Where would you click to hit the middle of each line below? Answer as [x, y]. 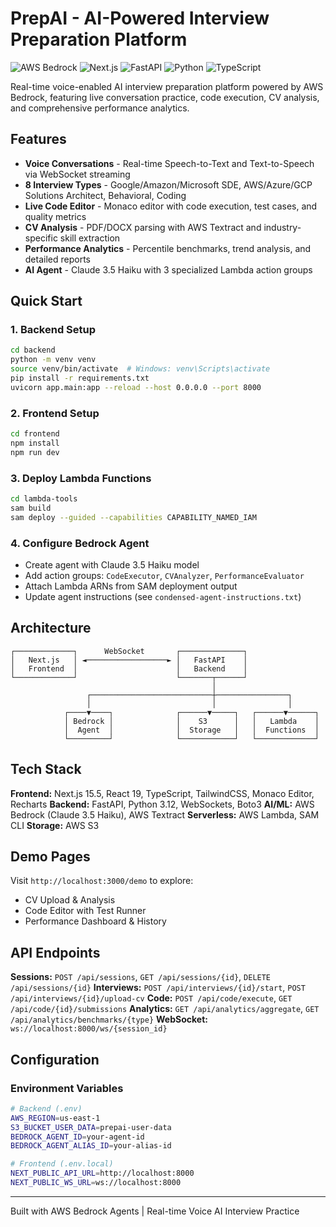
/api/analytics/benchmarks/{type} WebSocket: [109, 1019]
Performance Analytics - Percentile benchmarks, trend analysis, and [168, 248]
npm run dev [35, 452]
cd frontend [35, 434]
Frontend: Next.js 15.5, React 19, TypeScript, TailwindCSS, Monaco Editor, [162, 793]
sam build [31, 508]
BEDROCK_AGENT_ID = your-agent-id [77, 1137]
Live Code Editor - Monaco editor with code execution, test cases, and [171, 206]
